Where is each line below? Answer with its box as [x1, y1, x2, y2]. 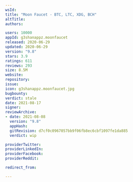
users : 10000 [5, 31, 32, 36]
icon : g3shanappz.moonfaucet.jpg [5, 86, 75, 91]
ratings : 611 [5, 58, 32, 63]
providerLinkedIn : [5, 146, 43, 152]
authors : [5, 21, 23, 27]
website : [5, 72, 23, 78]
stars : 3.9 [5, 54, 28, 59]
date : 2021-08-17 [5, 100, 41, 105]
